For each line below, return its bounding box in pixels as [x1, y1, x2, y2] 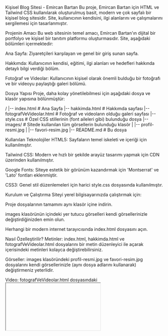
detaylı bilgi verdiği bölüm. [5, 65, 60, 71]
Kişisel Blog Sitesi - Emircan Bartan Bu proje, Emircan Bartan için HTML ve [5, 5, 159, 10]
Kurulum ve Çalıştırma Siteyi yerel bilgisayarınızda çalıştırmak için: [5, 192, 142, 198]
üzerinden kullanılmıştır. [5, 157, 54, 163]
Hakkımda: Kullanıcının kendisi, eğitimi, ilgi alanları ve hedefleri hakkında [5, 60, 155, 66]
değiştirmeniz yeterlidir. [5, 267, 54, 273]
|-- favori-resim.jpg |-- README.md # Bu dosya [28, 127, 127, 133]
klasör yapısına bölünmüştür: [5, 96, 65, 102]
